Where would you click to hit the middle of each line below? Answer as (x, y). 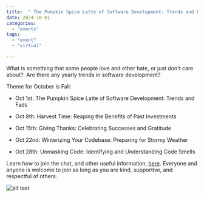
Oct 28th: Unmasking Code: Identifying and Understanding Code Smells (105, 152)
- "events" (25, 29)
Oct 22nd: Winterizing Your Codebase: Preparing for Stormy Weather (101, 139)
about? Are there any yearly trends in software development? (83, 75)
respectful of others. (32, 176)
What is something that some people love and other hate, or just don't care (100, 68)
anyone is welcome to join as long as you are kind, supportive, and (90, 170)
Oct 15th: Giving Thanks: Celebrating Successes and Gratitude (93, 128)
